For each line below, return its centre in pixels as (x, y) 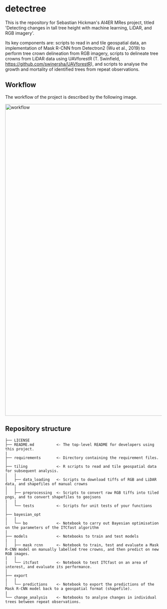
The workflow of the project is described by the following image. (71, 97)
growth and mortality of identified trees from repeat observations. (73, 69)
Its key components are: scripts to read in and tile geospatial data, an (76, 42)
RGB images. (17, 554)
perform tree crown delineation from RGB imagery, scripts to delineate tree (82, 53)
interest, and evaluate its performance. (49, 567)
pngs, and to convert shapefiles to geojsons (53, 497)
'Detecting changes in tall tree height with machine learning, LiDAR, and (79, 27)
